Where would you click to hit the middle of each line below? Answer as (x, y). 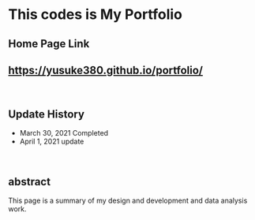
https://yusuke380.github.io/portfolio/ (106, 70)
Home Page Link (49, 44)
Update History (47, 114)
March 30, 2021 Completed (64, 133)
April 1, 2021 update (52, 142)
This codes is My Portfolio (96, 15)
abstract (30, 182)
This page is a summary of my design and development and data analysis (128, 201)
